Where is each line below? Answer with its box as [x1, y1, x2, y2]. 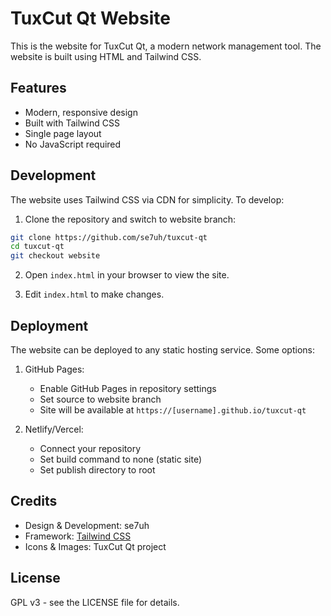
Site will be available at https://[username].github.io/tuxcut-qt [39, 404, 307, 416]
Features [10, 80, 67, 97]
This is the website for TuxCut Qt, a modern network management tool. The [10, 40, 322, 52]
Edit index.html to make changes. [24, 288, 165, 301]
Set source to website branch [39, 393, 162, 405]
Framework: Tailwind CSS [24, 530, 132, 542]
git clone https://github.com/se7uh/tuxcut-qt [10, 232, 208, 242]
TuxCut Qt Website [10, 7, 171, 30]
